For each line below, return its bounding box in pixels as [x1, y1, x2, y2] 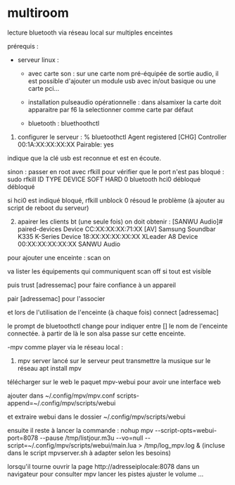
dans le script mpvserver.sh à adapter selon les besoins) [7, 448, 171, 457]
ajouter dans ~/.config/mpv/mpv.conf [7, 391, 115, 400]
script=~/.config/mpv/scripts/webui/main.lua [7, 441, 137, 449]
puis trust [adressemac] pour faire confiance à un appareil [7, 281, 176, 289]
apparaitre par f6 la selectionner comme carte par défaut [27, 105, 193, 113]
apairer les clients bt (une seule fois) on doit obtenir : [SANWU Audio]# [17, 217, 223, 226]
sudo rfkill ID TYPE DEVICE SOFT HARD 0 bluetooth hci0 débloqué [7, 175, 201, 183]
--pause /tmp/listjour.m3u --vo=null [39, 434, 144, 442]
